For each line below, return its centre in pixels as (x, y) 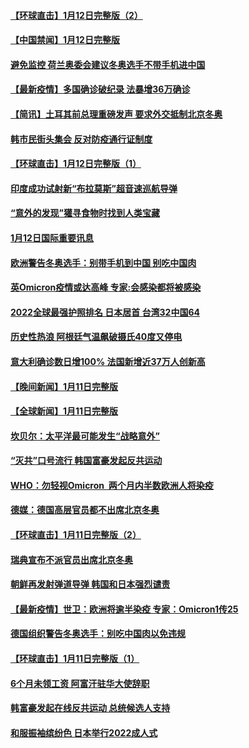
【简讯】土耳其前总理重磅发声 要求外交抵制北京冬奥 (116, 114)
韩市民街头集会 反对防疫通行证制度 (81, 139)
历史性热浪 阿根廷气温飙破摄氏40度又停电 (96, 337)
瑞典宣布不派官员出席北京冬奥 (71, 559)
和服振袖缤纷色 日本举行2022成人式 (84, 732)
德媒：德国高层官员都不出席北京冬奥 (85, 510)
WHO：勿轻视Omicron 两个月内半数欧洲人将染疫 (112, 485)
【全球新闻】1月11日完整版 (64, 411)
